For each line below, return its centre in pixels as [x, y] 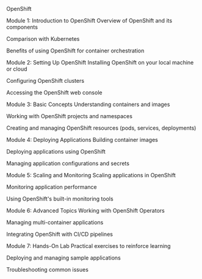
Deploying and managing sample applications [63, 258]
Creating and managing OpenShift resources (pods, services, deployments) [101, 128]
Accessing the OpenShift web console [54, 93]
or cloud [17, 69]
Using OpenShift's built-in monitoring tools [60, 199]
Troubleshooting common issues [47, 270]
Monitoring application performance [52, 187]
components [22, 27]
